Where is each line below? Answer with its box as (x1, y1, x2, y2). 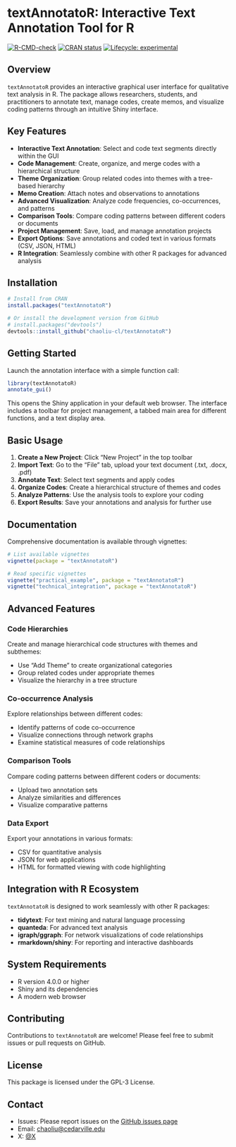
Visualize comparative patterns (17, 800, 108, 809)
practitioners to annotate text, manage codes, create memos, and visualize (7, 97, 224, 106)
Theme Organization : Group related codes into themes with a (17, 174, 197, 183)
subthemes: (7, 647, 42, 656)
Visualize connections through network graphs (17, 731, 154, 740)
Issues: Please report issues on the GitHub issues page (17, 1117, 178, 1125)
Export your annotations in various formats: (7, 834, 133, 842)
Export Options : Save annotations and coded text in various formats (17, 234, 216, 243)
